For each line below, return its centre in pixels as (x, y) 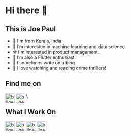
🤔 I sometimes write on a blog (44, 62)
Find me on (23, 84)
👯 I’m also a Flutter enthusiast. (44, 57)
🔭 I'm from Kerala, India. (38, 41)
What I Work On (31, 112)
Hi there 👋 (26, 10)
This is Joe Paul (30, 29)
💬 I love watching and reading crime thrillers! (59, 68)
